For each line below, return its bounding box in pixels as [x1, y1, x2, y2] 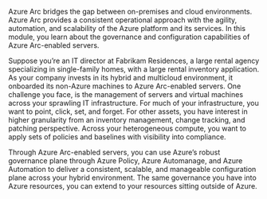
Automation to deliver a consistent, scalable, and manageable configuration [8, 165, 257, 174]
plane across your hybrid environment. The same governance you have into [8, 173, 257, 182]
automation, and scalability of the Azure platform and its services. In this [8, 24, 245, 33]
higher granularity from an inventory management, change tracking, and [8, 115, 245, 124]
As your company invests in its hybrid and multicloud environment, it [8, 73, 234, 82]
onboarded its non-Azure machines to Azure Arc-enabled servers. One [8, 81, 241, 91]
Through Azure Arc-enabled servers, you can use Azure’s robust [8, 147, 221, 157]
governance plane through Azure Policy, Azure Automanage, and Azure [8, 156, 243, 166]
